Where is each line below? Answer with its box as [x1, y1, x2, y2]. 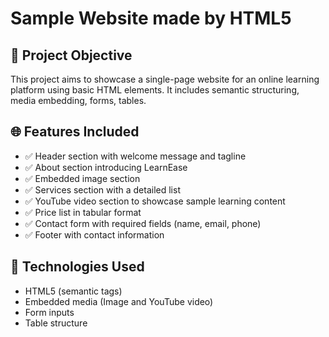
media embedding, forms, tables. [10, 95, 147, 106]
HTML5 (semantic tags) [24, 285, 123, 297]
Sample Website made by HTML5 [10, 7, 292, 30]
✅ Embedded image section [24, 172, 141, 184]
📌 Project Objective [10, 47, 133, 64]
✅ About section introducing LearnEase [24, 161, 188, 173]
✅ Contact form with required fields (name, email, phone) [24, 217, 262, 229]
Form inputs [24, 306, 75, 318]
